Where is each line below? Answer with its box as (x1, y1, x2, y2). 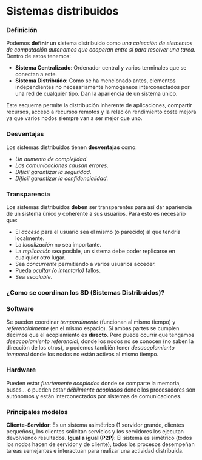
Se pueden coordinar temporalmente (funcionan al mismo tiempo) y (6, 318, 176, 325)
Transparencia (6, 190, 50, 198)
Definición (6, 26, 38, 35)
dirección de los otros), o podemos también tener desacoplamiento (6, 344, 175, 352)
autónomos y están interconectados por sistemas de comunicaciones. (6, 392, 182, 399)
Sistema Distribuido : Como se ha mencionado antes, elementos (15, 77, 176, 84)
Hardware (6, 365, 36, 374)
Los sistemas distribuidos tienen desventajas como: (6, 144, 138, 151)
